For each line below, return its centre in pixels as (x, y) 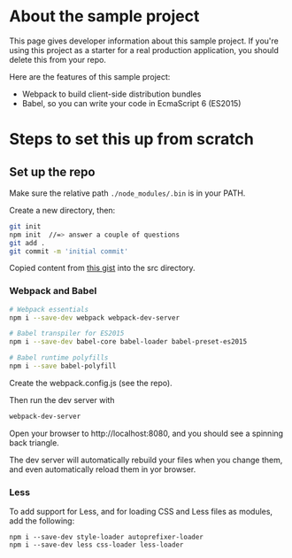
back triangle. (34, 442)
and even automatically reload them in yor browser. (103, 469)
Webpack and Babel (53, 291)
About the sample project (104, 16)
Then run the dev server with (62, 399)
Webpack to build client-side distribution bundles (111, 94)
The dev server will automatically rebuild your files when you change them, (146, 460)
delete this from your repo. (58, 59)
